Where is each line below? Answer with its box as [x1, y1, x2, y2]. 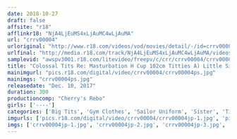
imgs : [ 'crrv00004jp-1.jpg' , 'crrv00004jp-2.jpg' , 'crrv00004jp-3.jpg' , [7, 121, 226, 128]
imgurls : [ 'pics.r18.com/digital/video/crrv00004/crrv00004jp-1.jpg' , [7, 114, 219, 121]
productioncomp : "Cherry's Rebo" [7, 95, 106, 102]
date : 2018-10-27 [7, 10, 59, 18]
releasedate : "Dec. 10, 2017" [7, 82, 97, 89]
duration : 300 [7, 88, 49, 95]
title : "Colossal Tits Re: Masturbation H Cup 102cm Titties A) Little [7, 62, 222, 69]
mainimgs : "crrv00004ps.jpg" [7, 75, 93, 83]
